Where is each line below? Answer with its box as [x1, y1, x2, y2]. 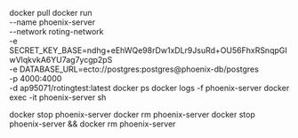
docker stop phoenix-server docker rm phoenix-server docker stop [9, 110, 256, 119]
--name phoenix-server [9, 17, 96, 27]
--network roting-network [9, 27, 104, 36]
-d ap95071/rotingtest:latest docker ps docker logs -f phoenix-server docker [9, 83, 290, 93]
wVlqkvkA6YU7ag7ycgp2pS [9, 55, 113, 65]
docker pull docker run [9, 8, 93, 18]
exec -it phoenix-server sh [9, 92, 107, 103]
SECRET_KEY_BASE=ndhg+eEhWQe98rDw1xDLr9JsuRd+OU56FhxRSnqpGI [9, 45, 287, 56]
